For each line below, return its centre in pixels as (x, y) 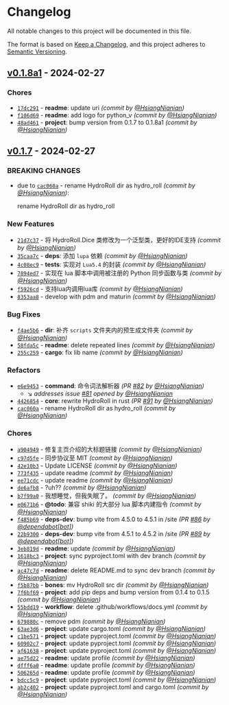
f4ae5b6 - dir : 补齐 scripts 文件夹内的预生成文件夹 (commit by (105, 330)
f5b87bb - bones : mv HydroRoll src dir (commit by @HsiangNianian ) (113, 585)
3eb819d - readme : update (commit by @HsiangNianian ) (96, 548)
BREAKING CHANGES (44, 170)
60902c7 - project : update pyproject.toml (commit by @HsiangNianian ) (117, 643)
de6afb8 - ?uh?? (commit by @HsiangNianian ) (82, 487)
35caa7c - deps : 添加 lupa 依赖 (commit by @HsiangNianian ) (102, 255)
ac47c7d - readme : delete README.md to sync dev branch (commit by (116, 570)
